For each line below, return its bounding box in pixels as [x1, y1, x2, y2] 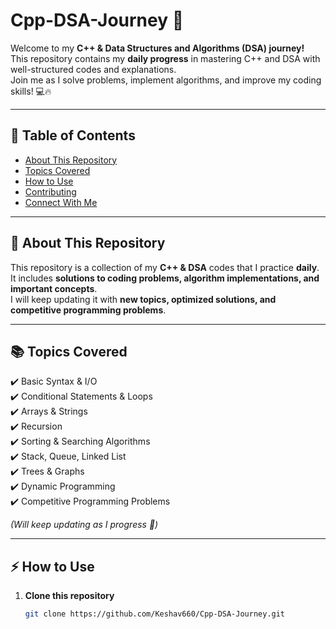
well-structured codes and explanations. [10, 63, 177, 75]
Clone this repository [24, 590, 115, 602]
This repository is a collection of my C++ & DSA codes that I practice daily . [10, 261, 320, 273]
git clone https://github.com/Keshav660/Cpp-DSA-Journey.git [24, 609, 286, 619]
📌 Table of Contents [10, 127, 136, 144]
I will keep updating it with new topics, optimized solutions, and [10, 293, 277, 305]
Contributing [24, 185, 77, 198]
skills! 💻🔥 [10, 85, 52, 97]
